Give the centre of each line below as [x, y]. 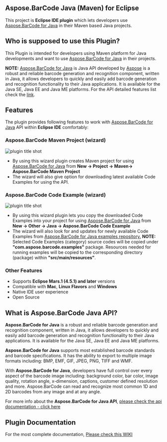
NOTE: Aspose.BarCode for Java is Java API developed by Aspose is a [78, 68]
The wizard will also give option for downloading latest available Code [84, 177]
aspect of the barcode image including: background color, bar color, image [82, 376]
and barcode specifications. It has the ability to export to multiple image [79, 356]
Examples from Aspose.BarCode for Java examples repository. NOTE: [84, 236]
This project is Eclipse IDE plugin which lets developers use [66, 20]
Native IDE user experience [40, 292]
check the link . [20, 95]
